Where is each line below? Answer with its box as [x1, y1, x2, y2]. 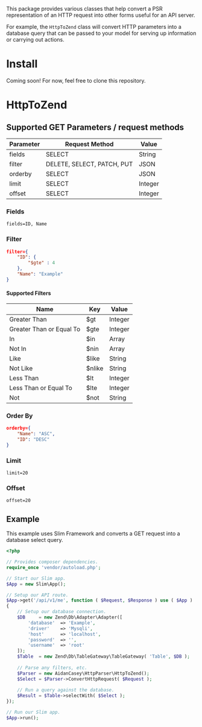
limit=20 [6, 470, 28, 476]
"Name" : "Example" [17, 271, 63, 277]
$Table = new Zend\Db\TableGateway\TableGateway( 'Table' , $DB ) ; [17, 653, 190, 659]
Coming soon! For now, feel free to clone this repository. [6, 77, 146, 84]
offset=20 [6, 497, 31, 504]
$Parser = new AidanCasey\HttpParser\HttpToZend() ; [17, 670, 150, 676]
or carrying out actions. [6, 36, 65, 43]
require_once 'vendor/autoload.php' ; [6, 564, 101, 570]
